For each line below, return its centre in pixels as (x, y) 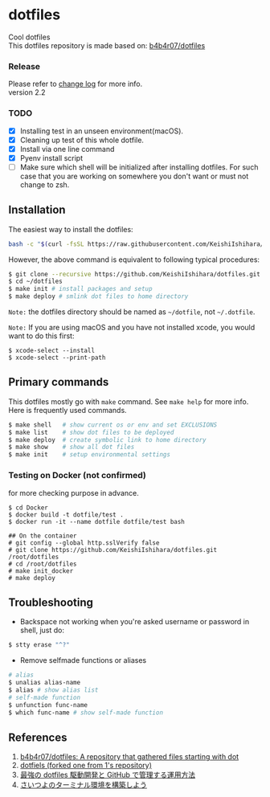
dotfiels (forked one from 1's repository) (86, 766)
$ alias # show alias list (53, 690)
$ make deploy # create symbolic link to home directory (107, 439)
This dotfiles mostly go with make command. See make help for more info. (129, 401)
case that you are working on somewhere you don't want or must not (134, 176)
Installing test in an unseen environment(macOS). (101, 131)
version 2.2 (27, 92)
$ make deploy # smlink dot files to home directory (98, 296)
